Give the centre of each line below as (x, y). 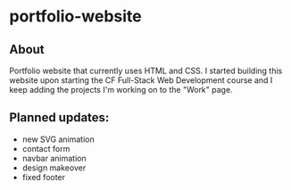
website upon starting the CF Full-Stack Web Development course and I (141, 80)
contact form (46, 148)
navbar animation (54, 158)
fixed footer (43, 177)
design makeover (54, 168)
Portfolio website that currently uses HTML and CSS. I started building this (146, 70)
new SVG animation (58, 139)
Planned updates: (59, 118)
